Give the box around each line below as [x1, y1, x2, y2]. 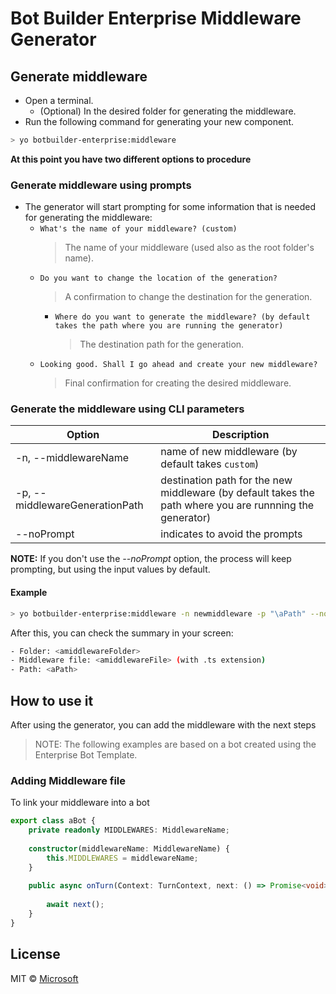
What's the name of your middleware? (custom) [39, 224, 238, 234]
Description [211, 428, 270, 442]
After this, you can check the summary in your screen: [10, 627, 234, 639]
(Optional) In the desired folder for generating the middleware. [39, 105, 297, 117]
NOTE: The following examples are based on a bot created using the [34, 738, 317, 750]
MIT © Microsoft [10, 972, 79, 984]
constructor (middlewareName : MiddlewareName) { [28, 843, 230, 854]
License [10, 946, 61, 963]
